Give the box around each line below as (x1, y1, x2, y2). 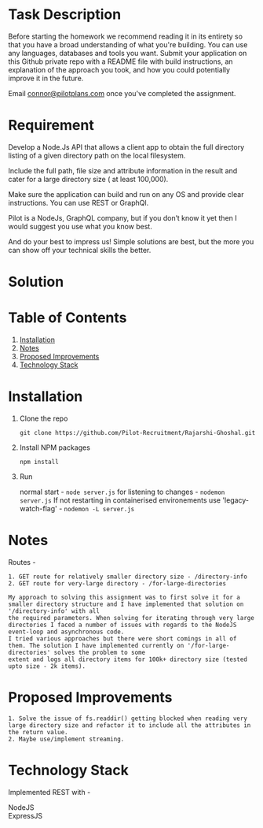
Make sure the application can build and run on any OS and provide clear (8, 189, 244, 199)
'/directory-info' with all (8, 607, 100, 615)
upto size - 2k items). (8, 662, 86, 670)
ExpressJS (8, 811, 43, 820)
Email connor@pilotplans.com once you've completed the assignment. (8, 88, 236, 98)
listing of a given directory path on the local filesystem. (8, 150, 186, 160)
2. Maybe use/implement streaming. (8, 735, 125, 743)
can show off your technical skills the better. (8, 245, 152, 254)
